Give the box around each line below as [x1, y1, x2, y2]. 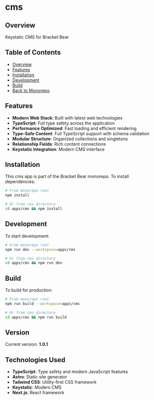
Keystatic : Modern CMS [12, 384, 62, 390]
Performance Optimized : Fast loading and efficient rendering [12, 125, 137, 131]
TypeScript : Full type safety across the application [12, 120, 115, 126]
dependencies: [5, 179, 35, 185]
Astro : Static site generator [12, 374, 68, 380]
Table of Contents [5, 48, 61, 57]
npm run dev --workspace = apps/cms [5, 247, 76, 252]
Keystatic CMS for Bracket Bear [5, 34, 69, 40]
